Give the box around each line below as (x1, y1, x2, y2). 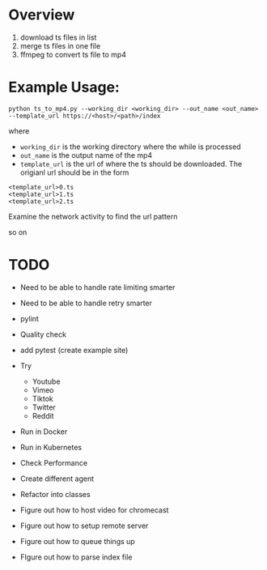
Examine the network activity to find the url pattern (8, 211, 178, 221)
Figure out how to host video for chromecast (19, 504, 169, 515)
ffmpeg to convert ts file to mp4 (19, 49, 127, 59)
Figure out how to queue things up (19, 536, 135, 546)
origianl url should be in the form (19, 168, 129, 177)
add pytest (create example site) (19, 345, 129, 355)
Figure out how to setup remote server (19, 521, 149, 530)
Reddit (32, 410, 54, 420)
